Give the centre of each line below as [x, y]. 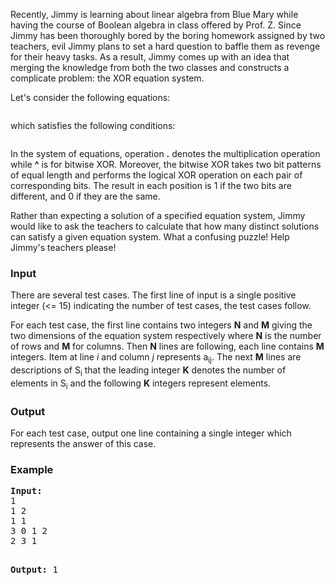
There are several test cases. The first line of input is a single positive [153, 295]
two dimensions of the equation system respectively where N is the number [166, 336]
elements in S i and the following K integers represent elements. [141, 384]
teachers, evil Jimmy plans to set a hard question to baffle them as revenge [165, 46]
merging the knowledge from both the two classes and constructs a [150, 67]
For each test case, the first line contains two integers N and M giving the [161, 325]
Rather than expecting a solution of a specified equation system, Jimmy [158, 215]
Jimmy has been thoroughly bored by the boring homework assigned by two [168, 35]
